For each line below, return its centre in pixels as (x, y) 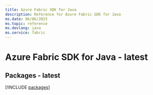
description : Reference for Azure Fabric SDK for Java (63, 14)
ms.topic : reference (27, 24)
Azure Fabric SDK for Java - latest (76, 57)
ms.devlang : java (23, 28)
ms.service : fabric (25, 33)
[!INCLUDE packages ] (28, 87)
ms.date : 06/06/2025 (27, 19)
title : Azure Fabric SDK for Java (41, 10)
